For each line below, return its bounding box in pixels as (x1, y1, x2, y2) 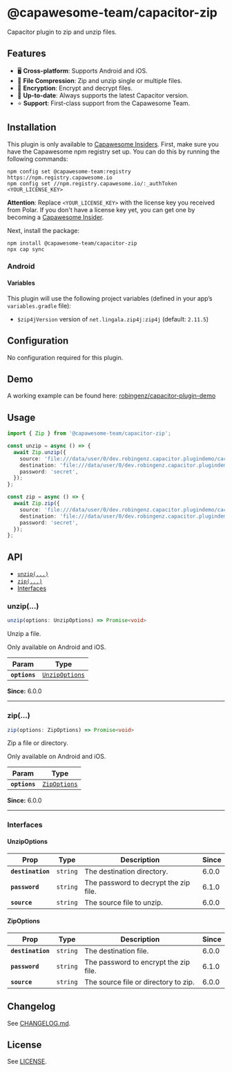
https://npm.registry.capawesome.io (7, 174, 113, 181)
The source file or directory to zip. (84, 977, 195, 986)
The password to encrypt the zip (84, 957, 190, 967)
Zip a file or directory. (7, 739, 68, 747)
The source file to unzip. (84, 897, 164, 907)
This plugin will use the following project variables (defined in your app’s (7, 294, 213, 302)
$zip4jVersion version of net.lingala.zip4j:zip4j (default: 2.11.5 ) (17, 314, 209, 323)
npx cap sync (7, 245, 45, 253)
